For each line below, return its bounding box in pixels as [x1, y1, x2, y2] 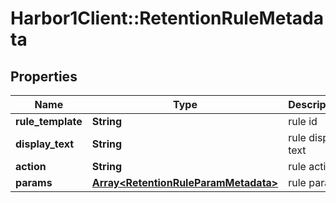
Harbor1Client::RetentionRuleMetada [10, 7, 324, 30]
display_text [15, 137, 75, 151]
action [15, 160, 47, 173]
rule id [288, 115, 318, 128]
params [15, 176, 53, 189]
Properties [10, 68, 78, 85]
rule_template [15, 115, 83, 128]
